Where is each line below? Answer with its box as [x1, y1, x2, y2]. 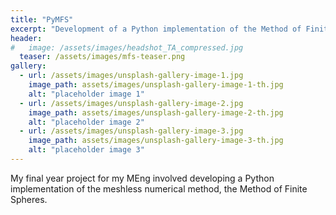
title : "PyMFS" [10, 14, 74, 25]
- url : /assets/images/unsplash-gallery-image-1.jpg [19, 71, 244, 81]
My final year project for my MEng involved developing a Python [10, 172, 275, 184]
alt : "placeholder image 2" [28, 117, 145, 127]
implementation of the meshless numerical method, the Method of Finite [10, 182, 308, 195]
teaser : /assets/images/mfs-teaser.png [19, 52, 186, 62]
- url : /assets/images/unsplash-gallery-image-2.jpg [19, 98, 244, 108]
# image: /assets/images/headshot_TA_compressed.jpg [10, 42, 244, 53]
